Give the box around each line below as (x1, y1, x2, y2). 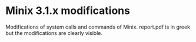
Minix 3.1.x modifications (5, 4, 131, 17)
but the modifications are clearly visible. (5, 29, 102, 36)
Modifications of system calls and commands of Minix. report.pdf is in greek (5, 23, 191, 30)
